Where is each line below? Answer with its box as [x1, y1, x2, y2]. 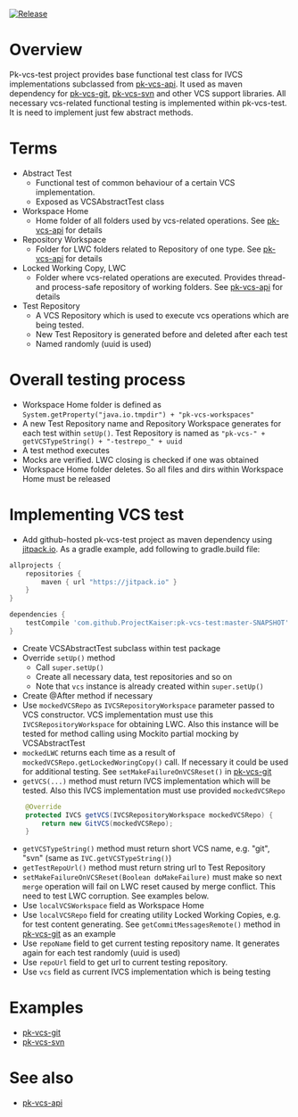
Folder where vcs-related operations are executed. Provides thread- [35, 272, 286, 283]
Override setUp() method [21, 652, 116, 663]
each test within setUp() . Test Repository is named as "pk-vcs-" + [21, 427, 266, 438]
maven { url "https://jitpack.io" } [41, 577, 178, 586]
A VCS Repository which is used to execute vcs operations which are [35, 310, 290, 320]
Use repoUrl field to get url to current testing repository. [21, 957, 228, 968]
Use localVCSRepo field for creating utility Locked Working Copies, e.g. [21, 910, 281, 921]
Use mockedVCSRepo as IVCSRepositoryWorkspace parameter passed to [21, 699, 275, 710]
